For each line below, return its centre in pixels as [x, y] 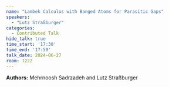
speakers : [18, 17]
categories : [21, 28]
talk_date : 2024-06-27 [34, 55]
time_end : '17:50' [28, 50]
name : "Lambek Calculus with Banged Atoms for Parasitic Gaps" [85, 11]
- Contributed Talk [35, 34]
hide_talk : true [26, 39]
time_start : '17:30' [31, 45]
